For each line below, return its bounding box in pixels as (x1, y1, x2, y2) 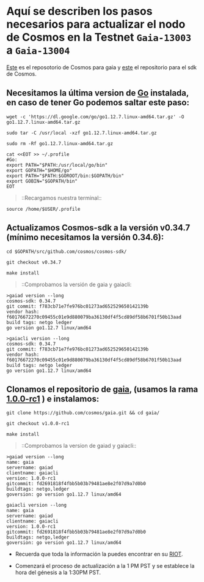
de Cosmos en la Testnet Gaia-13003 (6, 31, 192, 44)
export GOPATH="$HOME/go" (6, 167, 72, 173)
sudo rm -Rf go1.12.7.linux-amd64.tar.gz (6, 140, 114, 146)
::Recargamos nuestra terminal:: (21, 194, 102, 202)
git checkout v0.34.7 (6, 259, 62, 265)
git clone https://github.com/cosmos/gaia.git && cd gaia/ (6, 410, 160, 416)
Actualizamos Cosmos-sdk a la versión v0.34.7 (6, 222, 191, 233)
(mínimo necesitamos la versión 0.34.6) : (6, 232, 164, 243)
